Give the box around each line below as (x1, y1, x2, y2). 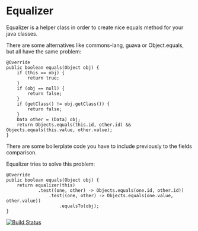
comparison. (6, 148, 37, 156)
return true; (27, 75, 60, 81)
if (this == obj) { (17, 69, 65, 75)
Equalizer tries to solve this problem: (6, 160, 95, 167)
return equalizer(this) (17, 182, 76, 188)
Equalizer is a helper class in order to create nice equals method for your (6, 24, 184, 31)
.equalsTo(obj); (59, 203, 100, 209)
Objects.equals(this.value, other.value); (6, 126, 113, 133)
